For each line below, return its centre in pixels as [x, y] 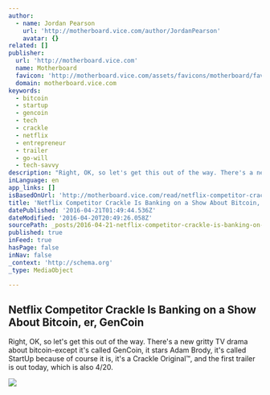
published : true [35, 233]
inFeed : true [30, 241]
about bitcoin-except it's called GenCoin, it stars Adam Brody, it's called [127, 350]
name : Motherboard [47, 68]
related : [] [28, 46]
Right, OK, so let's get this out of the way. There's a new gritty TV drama [128, 342]
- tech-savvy [37, 166]
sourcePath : [28, 225]
